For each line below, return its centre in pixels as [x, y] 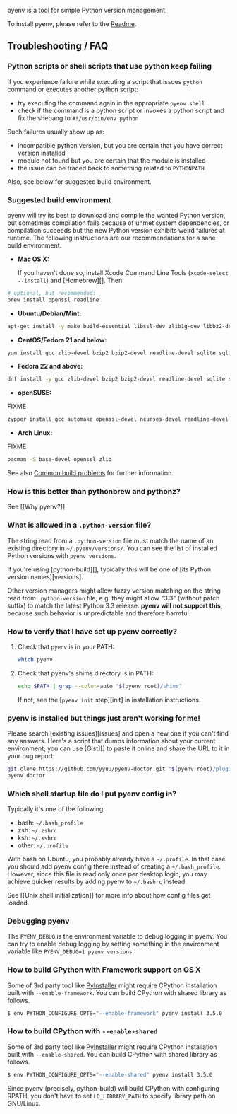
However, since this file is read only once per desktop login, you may [107, 874]
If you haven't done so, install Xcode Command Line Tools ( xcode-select [123, 272]
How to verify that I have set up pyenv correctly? [92, 631]
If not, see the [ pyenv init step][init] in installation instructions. [109, 700]
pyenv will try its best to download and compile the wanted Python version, [116, 215]
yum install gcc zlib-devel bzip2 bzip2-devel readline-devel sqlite [112, 353]
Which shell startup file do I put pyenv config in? [92, 794]
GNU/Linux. [24, 1103]
